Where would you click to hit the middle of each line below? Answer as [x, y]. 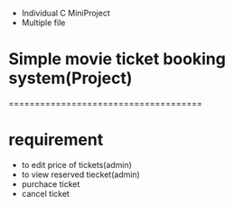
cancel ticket [45, 193]
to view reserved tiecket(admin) [81, 174]
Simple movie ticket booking [117, 59]
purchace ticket [51, 183]
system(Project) [70, 78]
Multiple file [43, 23]
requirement [56, 140]
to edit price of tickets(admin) [77, 164]
